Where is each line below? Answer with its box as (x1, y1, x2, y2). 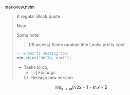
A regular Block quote (16, 14, 60, 19)
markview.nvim (4, 4, 35, 10)
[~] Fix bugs (31, 69, 56, 75)
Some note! (16, 32, 40, 38)
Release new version (31, 75, 73, 80)
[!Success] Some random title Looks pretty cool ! (28, 42, 126, 47)
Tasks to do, (23, 64, 49, 70)
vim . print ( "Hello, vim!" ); (16, 55, 72, 60)
